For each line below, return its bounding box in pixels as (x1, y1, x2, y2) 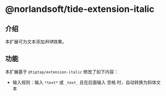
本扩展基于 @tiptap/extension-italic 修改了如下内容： (5, 69, 118, 75)
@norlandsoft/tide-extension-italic (5, 3, 154, 15)
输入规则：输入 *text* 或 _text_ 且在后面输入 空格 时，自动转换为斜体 (12, 79, 156, 85)
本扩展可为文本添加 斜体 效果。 (5, 39, 66, 44)
